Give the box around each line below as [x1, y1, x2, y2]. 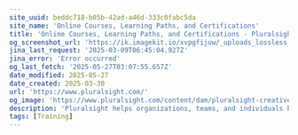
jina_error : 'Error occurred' [9, 54, 122, 63]
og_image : [9, 95, 46, 105]
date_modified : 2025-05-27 [9, 71, 109, 80]
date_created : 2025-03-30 [9, 79, 105, 88]
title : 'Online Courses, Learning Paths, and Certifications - [9, 29, 248, 38]
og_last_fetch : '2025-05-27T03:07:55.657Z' [9, 63, 173, 72]
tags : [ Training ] [9, 112, 74, 121]
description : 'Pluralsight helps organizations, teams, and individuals [9, 104, 284, 113]
